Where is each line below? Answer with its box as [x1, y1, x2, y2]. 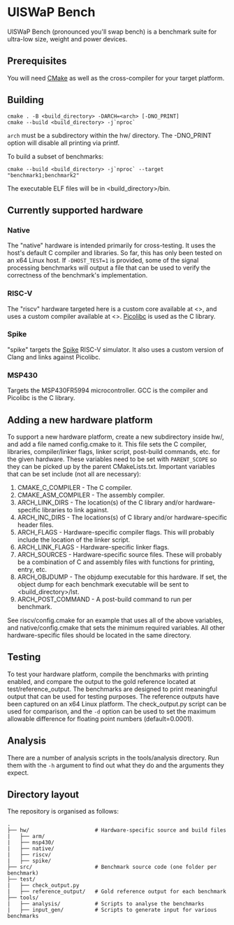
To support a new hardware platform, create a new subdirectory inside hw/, [7, 432, 225, 441]
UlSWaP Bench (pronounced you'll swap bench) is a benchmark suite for [7, 27, 217, 36]
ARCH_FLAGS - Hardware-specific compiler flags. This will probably [17, 528, 214, 536]
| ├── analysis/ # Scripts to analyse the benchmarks [7, 900, 205, 907]
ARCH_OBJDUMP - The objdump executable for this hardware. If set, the [17, 573, 227, 581]
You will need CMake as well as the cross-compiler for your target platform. [7, 74, 225, 82]
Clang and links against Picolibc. [7, 352, 101, 361]
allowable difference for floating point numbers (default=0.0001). [7, 714, 194, 722]
